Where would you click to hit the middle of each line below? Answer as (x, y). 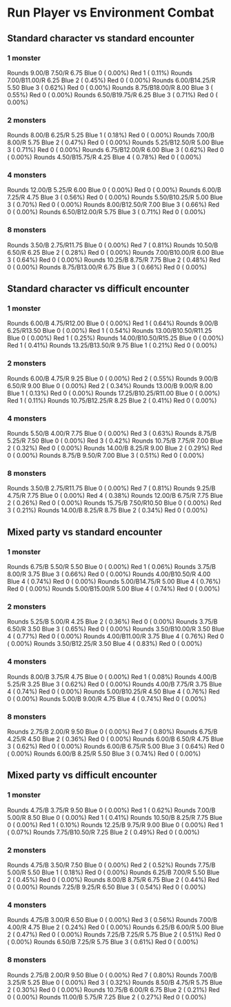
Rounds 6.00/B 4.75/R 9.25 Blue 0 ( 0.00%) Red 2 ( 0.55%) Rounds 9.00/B (113, 378)
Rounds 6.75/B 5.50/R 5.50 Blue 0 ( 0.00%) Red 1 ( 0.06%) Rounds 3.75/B (111, 567)
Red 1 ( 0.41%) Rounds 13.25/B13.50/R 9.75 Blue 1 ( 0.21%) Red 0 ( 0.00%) (112, 345)
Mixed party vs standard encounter (85, 532)
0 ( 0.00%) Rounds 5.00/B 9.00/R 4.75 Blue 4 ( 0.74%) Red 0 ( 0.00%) (107, 698)
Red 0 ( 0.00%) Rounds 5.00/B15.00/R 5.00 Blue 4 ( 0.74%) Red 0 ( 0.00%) (114, 589)
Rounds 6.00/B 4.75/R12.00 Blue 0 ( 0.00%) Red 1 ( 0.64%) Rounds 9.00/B (113, 323)
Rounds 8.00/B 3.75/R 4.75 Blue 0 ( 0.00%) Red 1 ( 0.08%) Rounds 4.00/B (112, 677)
